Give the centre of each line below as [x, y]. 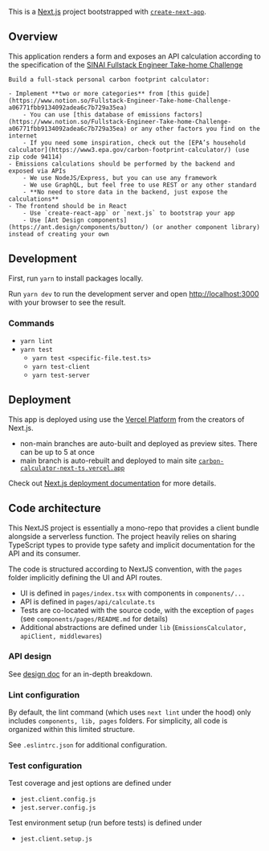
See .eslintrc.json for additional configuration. [88, 745]
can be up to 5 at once [57, 452]
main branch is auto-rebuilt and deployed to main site [108, 460]
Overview [33, 37]
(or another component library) [206, 227]
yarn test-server [61, 375]
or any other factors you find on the [196, 129]
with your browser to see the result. [67, 302]
